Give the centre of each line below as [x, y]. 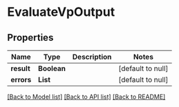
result [21, 68]
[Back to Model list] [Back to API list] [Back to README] [86, 97]
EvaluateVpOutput [61, 12]
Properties [30, 38]
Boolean [52, 68]
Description [92, 57]
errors [21, 80]
